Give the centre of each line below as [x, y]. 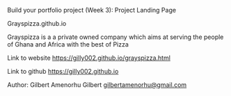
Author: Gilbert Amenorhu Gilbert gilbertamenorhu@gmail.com [97, 85]
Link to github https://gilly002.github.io [63, 71]
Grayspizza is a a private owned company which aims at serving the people [115, 37]
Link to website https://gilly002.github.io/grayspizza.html [89, 58]
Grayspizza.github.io [37, 23]
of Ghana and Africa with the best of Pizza [68, 44]
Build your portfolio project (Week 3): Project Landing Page [91, 10]
